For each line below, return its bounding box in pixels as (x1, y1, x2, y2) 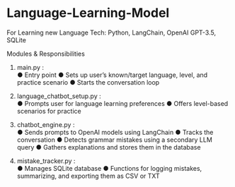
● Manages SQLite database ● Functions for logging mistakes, (16, 164, 202, 172)
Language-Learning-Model (6, 5, 170, 21)
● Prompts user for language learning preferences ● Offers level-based (16, 99, 229, 107)
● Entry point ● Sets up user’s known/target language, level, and (16, 71, 208, 79)
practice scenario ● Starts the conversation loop (16, 78, 160, 86)
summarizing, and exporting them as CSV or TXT (16, 171, 160, 180)
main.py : (16, 63, 44, 71)
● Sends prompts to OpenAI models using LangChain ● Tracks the (16, 128, 214, 136)
